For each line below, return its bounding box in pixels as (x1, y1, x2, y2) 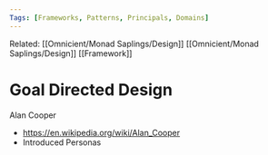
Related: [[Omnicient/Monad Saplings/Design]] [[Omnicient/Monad (9, 38, 259, 49)
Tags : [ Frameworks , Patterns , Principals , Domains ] (9, 13, 209, 23)
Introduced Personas (22, 137, 102, 148)
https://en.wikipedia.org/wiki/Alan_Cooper (22, 127, 181, 138)
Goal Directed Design (9, 79, 173, 100)
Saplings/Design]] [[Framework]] (9, 47, 133, 59)
